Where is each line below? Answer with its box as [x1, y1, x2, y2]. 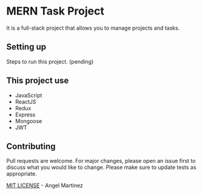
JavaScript [15, 91, 42, 99]
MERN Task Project [6, 4, 104, 18]
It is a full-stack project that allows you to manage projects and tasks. [6, 24, 180, 31]
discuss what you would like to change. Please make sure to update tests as [6, 164, 197, 171]
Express [15, 111, 36, 118]
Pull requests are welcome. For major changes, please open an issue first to [6, 157, 196, 165]
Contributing [6, 141, 56, 151]
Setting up [6, 42, 47, 52]
